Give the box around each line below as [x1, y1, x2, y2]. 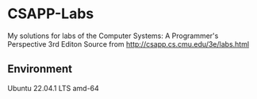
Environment [7, 63, 73, 76]
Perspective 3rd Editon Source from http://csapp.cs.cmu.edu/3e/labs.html [7, 39, 250, 48]
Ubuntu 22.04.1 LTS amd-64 [7, 83, 100, 93]
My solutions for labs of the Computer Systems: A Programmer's [7, 31, 219, 40]
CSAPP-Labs [7, 5, 94, 23]
